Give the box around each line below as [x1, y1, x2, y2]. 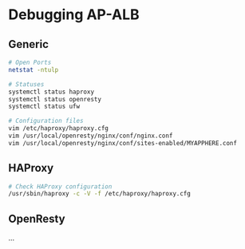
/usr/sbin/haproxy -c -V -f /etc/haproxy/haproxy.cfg [8, 190, 192, 198]
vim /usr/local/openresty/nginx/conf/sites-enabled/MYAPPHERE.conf [8, 139, 238, 147]
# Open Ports [8, 58, 52, 66]
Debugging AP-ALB [8, 6, 140, 24]
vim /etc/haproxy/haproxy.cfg [8, 125, 109, 132]
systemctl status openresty [8, 95, 102, 103]
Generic [8, 38, 49, 51]
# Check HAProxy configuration [8, 182, 113, 191]
